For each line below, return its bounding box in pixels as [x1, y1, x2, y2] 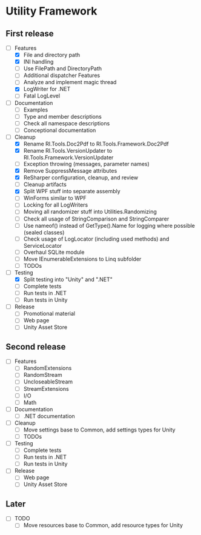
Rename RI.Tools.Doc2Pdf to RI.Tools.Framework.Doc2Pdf [23, 140, 169, 147]
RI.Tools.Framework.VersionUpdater [23, 154, 114, 161]
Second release [5, 341, 66, 352]
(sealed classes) [23, 228, 65, 236]
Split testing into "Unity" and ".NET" [23, 276, 113, 283]
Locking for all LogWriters [23, 201, 88, 208]
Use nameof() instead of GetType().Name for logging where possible [23, 222, 195, 229]
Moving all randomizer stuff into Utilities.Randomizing [23, 208, 157, 216]
